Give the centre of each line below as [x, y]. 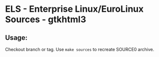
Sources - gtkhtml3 [46, 19]
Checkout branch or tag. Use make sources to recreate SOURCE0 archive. [80, 49]
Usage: [17, 38]
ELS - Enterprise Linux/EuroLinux [75, 9]
